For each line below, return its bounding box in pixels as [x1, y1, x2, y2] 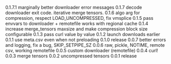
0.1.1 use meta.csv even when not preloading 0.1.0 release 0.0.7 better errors [5, 37, 166, 43]
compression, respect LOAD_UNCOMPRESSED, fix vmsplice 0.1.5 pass [5, 15, 154, 21]
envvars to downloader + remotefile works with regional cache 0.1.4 [5, 20, 148, 26]
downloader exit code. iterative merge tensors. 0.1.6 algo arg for [5, 10, 140, 16]
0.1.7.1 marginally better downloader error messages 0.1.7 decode [5, 5, 142, 10]
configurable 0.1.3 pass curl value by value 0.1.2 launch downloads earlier [5, 31, 160, 37]
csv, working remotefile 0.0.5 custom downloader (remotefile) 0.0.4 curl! [5, 48, 159, 53]
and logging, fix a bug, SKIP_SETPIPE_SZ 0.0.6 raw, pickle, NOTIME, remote [5, 42, 165, 48]
